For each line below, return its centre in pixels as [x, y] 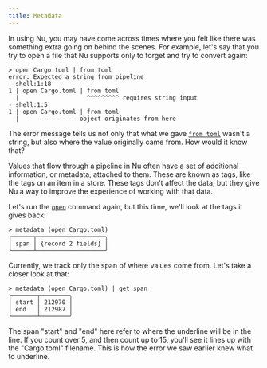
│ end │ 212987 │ [41, 309]
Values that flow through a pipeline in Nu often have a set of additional [124, 166]
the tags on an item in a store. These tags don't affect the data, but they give [134, 182]
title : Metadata [35, 16]
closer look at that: [39, 274]
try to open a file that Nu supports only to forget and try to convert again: [128, 55]
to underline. [29, 356]
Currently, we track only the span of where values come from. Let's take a [130, 265]
